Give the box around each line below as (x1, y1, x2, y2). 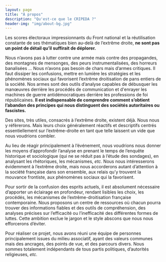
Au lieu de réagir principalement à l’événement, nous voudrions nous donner (5, 142, 161, 149)
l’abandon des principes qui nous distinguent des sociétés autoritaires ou (5, 102, 160, 108)
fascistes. (5, 108, 26, 114)
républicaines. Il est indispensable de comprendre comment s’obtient (5, 97, 150, 103)
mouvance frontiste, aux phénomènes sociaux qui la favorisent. (5, 174, 135, 180)
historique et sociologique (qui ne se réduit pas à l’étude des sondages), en (5, 153, 159, 159)
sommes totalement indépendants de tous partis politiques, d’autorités (5, 246, 149, 252)
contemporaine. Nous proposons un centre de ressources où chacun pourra (5, 199, 161, 206)
